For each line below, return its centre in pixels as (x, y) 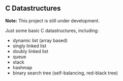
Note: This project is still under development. (53, 20)
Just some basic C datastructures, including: (52, 31)
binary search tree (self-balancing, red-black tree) (65, 73)
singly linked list (29, 46)
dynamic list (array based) (40, 40)
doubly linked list (30, 51)
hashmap (22, 67)
